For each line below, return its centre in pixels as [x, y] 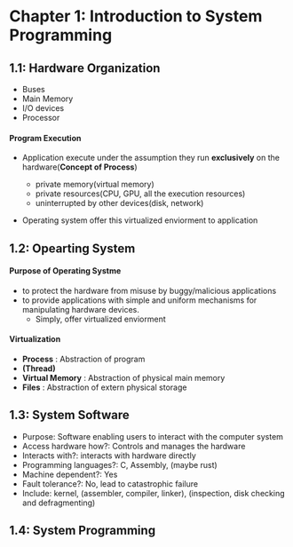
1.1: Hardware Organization [85, 68]
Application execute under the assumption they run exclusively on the [150, 158]
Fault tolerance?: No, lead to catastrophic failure [110, 484]
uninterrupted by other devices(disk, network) [119, 203]
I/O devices [43, 108]
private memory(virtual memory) [95, 185]
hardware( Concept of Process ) [79, 167]
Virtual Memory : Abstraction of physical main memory [123, 378]
